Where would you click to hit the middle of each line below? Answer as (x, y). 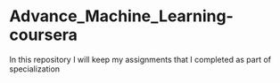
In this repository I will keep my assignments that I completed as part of (140, 59)
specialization (35, 69)
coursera (44, 35)
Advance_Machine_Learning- (121, 16)
